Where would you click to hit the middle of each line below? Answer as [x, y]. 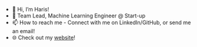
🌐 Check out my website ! [44, 37]
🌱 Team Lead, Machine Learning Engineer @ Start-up [78, 16]
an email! [23, 31]
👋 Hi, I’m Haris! [31, 9]
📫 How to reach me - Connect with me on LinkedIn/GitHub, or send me [101, 22]
